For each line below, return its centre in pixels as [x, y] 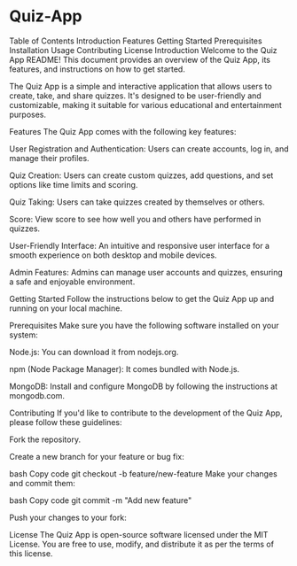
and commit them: [42, 483]
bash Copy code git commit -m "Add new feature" [101, 500]
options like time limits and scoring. [74, 184]
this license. [31, 553]
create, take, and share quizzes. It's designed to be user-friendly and [135, 96]
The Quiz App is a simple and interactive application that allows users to [141, 86]
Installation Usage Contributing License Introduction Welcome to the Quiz [143, 50]
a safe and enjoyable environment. [72, 282]
